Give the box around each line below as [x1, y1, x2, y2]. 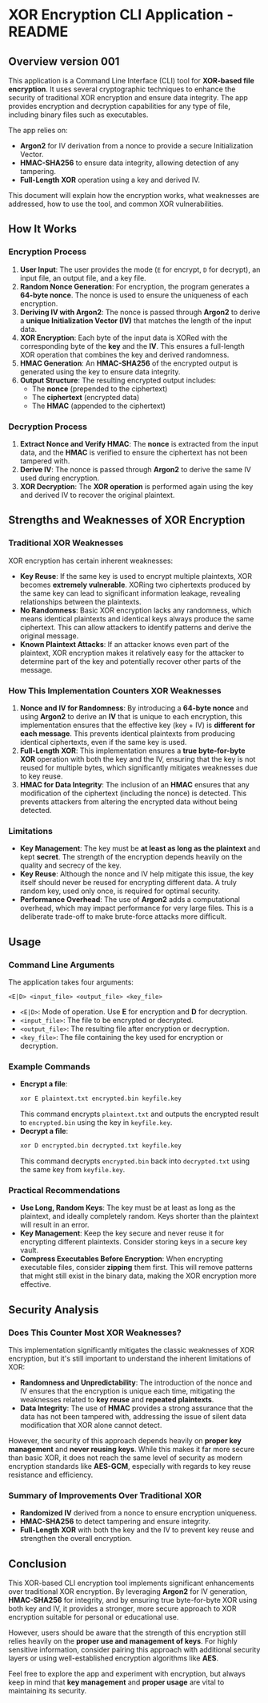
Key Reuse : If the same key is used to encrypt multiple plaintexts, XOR [19, 571, 253, 580]
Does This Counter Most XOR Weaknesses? [8, 1327, 182, 1338]
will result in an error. [19, 1220, 90, 1230]
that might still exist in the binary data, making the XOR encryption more [19, 1271, 258, 1280]
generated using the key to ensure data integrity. [19, 366, 181, 376]
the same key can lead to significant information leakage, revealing [19, 588, 242, 598]
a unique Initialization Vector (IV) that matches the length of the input [19, 315, 252, 326]
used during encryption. [19, 473, 100, 483]
